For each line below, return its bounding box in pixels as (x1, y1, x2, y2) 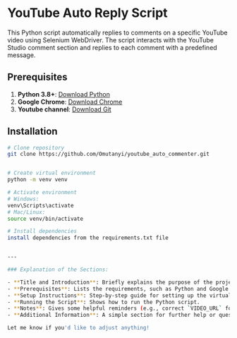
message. (7, 51, 36, 59)
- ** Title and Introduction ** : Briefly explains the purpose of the (7, 279, 213, 286)
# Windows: (7, 195, 39, 203)
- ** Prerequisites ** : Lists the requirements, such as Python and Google (7, 285, 229, 292)
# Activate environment (7, 189, 78, 196)
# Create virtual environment (7, 169, 97, 177)
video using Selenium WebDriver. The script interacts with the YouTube (7, 35, 214, 44)
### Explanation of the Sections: (7, 266, 109, 273)
